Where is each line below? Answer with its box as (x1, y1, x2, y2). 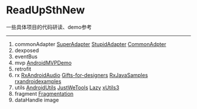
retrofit (14, 65, 32, 72)
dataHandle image (14, 96, 59, 103)
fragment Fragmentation (14, 90, 74, 97)
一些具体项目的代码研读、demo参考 (6, 23, 92, 30)
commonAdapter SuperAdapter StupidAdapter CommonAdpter (14, 40, 167, 47)
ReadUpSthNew (6, 3, 85, 17)
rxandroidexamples (14, 78, 62, 85)
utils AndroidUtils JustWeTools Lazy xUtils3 (14, 84, 120, 91)
